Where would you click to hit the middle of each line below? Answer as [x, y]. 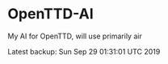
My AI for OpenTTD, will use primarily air [75, 36]
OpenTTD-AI [50, 14]
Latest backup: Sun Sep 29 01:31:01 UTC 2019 [84, 51]
